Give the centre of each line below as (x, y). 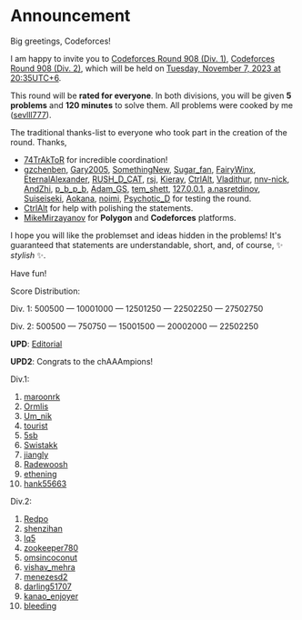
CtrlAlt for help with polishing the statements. (108, 208)
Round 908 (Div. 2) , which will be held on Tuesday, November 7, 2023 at (146, 68)
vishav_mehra (49, 567)
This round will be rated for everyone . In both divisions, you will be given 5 (151, 95)
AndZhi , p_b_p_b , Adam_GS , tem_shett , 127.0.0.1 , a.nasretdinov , (142, 188)
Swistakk (40, 445)
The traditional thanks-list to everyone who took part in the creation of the (149, 132)
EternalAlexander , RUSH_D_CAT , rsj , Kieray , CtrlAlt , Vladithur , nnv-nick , (156, 179)
